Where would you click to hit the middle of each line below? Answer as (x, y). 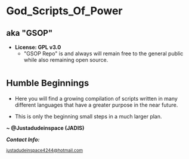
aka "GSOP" (30, 33)
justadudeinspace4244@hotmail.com (45, 150)
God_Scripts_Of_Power (64, 11)
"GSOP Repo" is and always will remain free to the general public (103, 54)
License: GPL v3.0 (38, 47)
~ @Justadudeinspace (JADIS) (45, 128)
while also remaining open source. (66, 60)
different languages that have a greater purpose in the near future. (96, 105)
